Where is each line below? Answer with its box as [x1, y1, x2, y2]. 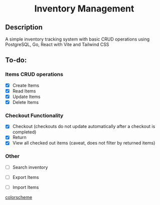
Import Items [12, 184, 39, 190]
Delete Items [12, 99, 39, 105]
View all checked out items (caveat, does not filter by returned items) [12, 140, 155, 146]
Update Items [12, 93, 41, 99]
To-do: [5, 56, 27, 64]
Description [5, 23, 43, 31]
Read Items [12, 88, 36, 94]
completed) [12, 129, 37, 135]
